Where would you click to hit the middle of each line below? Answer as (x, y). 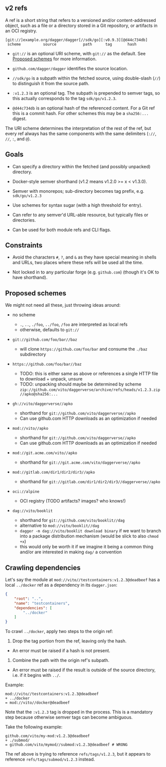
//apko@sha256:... (39, 394)
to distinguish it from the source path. (51, 83)
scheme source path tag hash (72, 44)
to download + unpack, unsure (51, 379)
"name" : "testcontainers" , (42, 603)
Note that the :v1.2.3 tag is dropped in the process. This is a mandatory (79, 712)
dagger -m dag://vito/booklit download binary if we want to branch (90, 531)
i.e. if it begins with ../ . (36, 675)
